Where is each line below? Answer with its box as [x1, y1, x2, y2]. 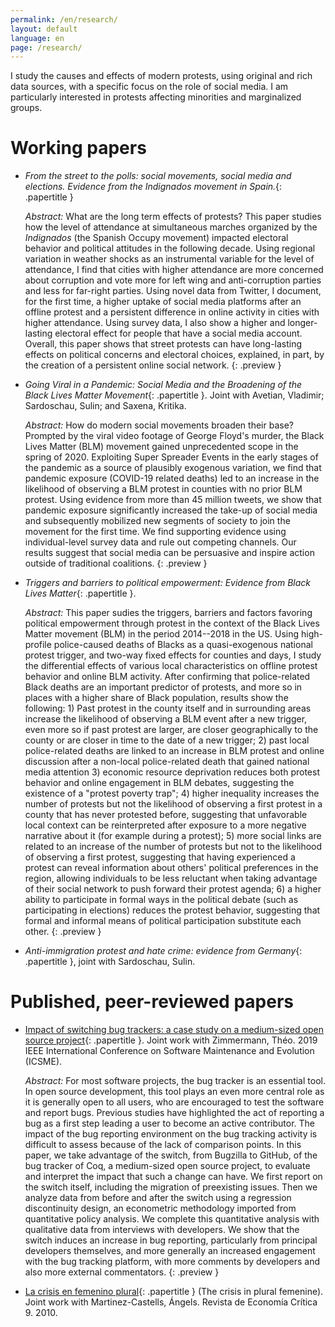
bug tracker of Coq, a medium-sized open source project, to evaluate [24, 1160, 311, 1172]
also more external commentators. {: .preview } [24, 1266, 220, 1278]
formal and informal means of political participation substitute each [24, 915, 302, 927]
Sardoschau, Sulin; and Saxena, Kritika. [24, 400, 187, 412]
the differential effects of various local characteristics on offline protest [24, 660, 318, 672]
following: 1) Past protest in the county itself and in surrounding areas [24, 702, 312, 715]
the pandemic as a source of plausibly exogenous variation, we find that [24, 462, 322, 474]
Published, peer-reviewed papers [10, 991, 294, 1013]
